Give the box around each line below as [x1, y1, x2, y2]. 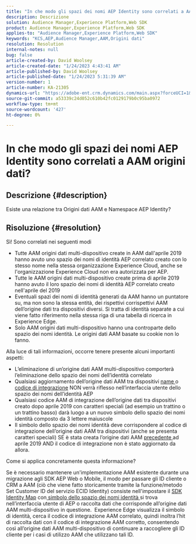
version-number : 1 [6, 80, 51, 85]
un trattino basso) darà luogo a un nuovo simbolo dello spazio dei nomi [14, 409, 185, 416]
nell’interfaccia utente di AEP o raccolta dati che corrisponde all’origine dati [6, 500, 187, 507]
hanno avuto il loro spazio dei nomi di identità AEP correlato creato [14, 281, 175, 288]
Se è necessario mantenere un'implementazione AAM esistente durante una [6, 469, 189, 476]
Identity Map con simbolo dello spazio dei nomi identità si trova [6, 494, 158, 501]
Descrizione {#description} [6, 190, 108, 200]
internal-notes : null [6, 47, 59, 53]
